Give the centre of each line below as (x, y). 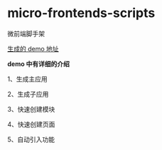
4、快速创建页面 (31, 124)
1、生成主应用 (27, 79)
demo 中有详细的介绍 (38, 64)
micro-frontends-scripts (81, 13)
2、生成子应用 (28, 94)
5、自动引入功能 (31, 139)
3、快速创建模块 (31, 109)
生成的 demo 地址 (33, 48)
